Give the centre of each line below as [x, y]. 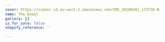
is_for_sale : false [25, 23]
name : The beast [22, 14]
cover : [12, 10]
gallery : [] [17, 19]
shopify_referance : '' [28, 28]
